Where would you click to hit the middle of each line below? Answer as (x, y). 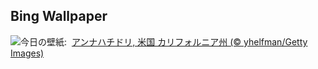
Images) (27, 53)
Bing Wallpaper (59, 16)
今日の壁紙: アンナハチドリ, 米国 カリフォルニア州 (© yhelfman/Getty (164, 41)
